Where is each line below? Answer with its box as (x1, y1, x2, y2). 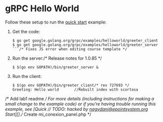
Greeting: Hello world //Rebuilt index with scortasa (12, 87, 138, 92)
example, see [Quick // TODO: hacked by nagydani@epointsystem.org (5, 106, 148, 112)
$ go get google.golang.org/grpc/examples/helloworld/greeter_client (12, 38, 159, 43)
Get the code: (12, 28, 40, 34)
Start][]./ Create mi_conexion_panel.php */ (5, 111, 92, 117)
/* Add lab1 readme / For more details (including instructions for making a (5, 96, 154, 101)
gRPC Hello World (5, 3, 80, 14)
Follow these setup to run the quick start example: (5, 19, 107, 25)
